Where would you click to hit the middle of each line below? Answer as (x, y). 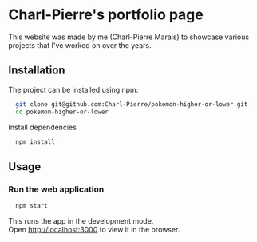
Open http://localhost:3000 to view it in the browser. (94, 229)
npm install (36, 141)
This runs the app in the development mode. (81, 220)
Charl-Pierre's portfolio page (106, 15)
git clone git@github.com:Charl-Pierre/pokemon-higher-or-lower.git (132, 104)
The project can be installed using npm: (73, 89)
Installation (37, 71)
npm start (32, 206)
